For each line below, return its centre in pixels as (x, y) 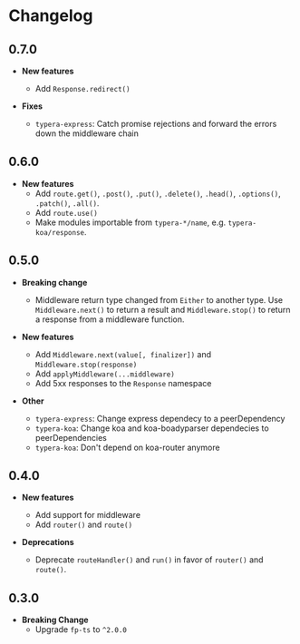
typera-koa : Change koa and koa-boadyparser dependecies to (152, 428)
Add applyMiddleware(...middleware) (105, 374)
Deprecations (48, 542)
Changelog (51, 16)
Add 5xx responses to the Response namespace (123, 383)
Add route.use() (67, 212)
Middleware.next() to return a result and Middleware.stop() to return (163, 309)
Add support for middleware (88, 515)
